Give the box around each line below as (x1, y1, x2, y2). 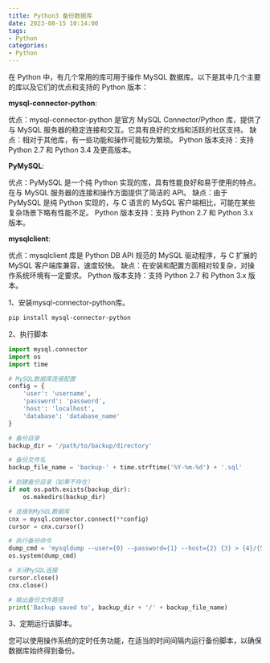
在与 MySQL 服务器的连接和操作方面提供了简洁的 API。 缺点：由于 (8, 188, 228, 197)
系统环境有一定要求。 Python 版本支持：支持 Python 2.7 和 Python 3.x (14, 271, 247, 280)
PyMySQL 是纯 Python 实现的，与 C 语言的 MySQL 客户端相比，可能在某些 (8, 198, 256, 207)
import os (8, 353, 42, 361)
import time (8, 360, 48, 368)
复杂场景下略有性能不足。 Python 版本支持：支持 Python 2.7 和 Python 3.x (8, 208, 254, 217)
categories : (8, 42, 48, 50)
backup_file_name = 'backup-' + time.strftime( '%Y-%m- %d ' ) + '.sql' (8, 464, 243, 472)
